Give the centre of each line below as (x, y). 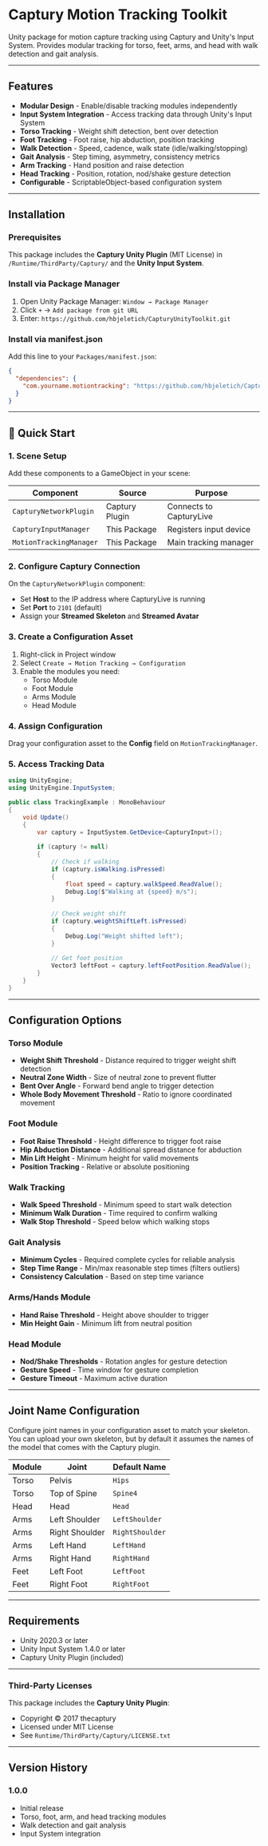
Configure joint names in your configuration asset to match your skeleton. (129, 1430)
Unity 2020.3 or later (54, 1640)
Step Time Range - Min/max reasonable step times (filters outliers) (130, 1268)
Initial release (41, 1808)
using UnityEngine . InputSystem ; (62, 788)
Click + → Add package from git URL (79, 310)
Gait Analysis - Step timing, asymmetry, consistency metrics (120, 157)
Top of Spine (73, 1493)
